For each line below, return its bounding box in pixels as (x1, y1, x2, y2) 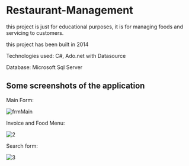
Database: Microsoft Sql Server (6, 63, 83, 71)
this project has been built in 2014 (6, 41, 89, 48)
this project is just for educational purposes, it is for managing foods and (6, 23, 184, 30)
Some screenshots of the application (6, 81, 145, 91)
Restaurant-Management (6, 4, 133, 17)
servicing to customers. (6, 29, 64, 36)
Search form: (6, 142, 39, 149)
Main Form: (6, 96, 34, 103)
